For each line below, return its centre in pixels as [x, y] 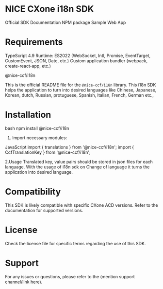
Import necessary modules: [39, 138]
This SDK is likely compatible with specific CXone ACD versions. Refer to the [81, 205]
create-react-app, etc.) [28, 66]
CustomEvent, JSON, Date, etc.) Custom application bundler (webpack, [76, 61]
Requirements [34, 42]
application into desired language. [39, 172]
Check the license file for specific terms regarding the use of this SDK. [75, 243]
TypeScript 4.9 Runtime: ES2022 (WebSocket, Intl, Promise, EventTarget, [78, 55]
